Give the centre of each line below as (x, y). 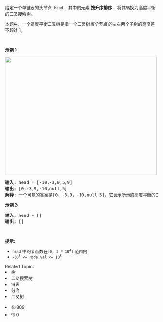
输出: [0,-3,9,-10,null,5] (36, 188)
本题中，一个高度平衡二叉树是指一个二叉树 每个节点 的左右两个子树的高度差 (80, 24)
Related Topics (20, 266)
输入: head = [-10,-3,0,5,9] (39, 183)
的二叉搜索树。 (20, 14)
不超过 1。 (15, 30)
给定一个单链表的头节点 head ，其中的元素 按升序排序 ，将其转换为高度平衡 (81, 8)
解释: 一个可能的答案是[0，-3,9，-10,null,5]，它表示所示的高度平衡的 (81, 195)
